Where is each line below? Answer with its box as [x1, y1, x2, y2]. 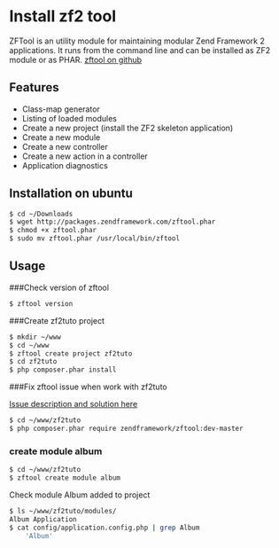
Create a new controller [21, 141, 109, 152]
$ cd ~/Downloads [9, 209, 74, 218]
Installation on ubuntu [9, 186, 133, 201]
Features [9, 80, 59, 95]
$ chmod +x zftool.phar [9, 226, 97, 235]
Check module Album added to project [9, 489, 151, 500]
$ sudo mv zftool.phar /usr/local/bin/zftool [9, 234, 180, 243]
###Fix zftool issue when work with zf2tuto [9, 381, 167, 392]
